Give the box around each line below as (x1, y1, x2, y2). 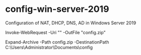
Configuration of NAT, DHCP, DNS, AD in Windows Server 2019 (5, 20, 136, 26)
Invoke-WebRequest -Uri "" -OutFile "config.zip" (5, 29, 106, 35)
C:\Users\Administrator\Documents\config (5, 44, 93, 50)
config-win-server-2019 (5, 3, 109, 15)
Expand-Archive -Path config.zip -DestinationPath (5, 39, 109, 45)
